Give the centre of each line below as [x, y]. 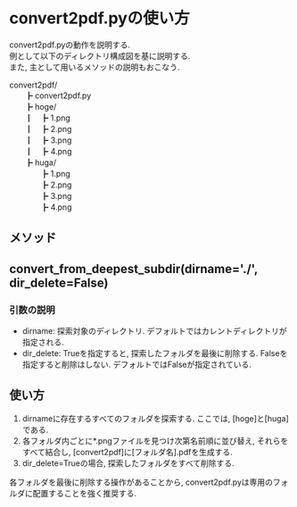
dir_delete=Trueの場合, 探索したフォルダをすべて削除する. [128, 463]
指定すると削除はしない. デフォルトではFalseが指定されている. [137, 365]
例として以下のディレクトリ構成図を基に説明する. [100, 55]
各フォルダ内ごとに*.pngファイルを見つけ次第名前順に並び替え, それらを [155, 441]
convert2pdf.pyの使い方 [99, 18]
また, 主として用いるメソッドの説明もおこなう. [95, 67]
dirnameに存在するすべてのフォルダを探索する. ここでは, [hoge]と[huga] [156, 418]
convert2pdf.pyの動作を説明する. [70, 45]
